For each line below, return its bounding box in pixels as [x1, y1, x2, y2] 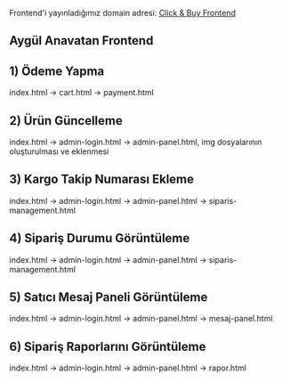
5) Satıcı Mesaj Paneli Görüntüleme [9, 289, 208, 305]
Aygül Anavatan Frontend [9, 33, 154, 48]
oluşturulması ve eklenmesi [9, 146, 109, 157]
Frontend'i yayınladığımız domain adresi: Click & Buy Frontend [9, 8, 236, 18]
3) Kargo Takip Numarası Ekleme [9, 172, 194, 187]
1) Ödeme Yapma [9, 63, 105, 78]
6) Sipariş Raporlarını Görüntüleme [9, 338, 206, 354]
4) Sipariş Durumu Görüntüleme [9, 231, 190, 246]
